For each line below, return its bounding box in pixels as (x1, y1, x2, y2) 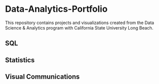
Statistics (5, 56, 35, 64)
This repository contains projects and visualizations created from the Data (5, 20, 154, 26)
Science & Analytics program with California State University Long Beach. (5, 25, 154, 30)
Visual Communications (5, 73, 80, 81)
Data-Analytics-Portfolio (5, 3, 108, 15)
